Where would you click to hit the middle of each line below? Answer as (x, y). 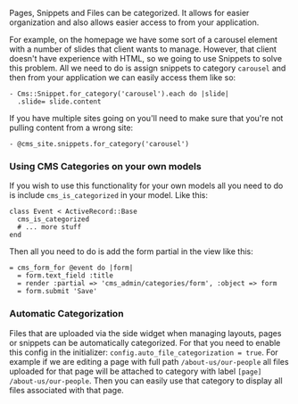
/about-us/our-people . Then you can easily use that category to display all (146, 380)
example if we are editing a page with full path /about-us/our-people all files (149, 361)
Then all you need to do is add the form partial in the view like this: (131, 251)
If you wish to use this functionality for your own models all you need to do (146, 186)
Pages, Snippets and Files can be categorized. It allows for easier (129, 13)
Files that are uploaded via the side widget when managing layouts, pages (145, 333)
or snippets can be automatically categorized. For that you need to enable (145, 342)
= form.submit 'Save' (58, 292)
